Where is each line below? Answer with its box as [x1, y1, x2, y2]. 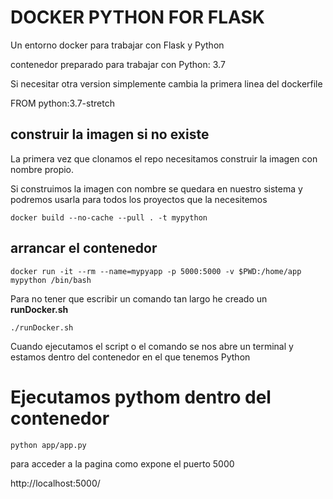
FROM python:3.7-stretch [10, 97, 115, 109]
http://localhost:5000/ [10, 477, 101, 489]
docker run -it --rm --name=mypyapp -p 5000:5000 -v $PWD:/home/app [10, 266, 302, 276]
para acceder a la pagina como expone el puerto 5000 [10, 457, 235, 470]
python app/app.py [10, 440, 87, 450]
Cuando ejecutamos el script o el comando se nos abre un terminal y [10, 340, 294, 352]
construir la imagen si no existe [10, 126, 210, 143]
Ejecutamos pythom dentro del [10, 386, 272, 408]
